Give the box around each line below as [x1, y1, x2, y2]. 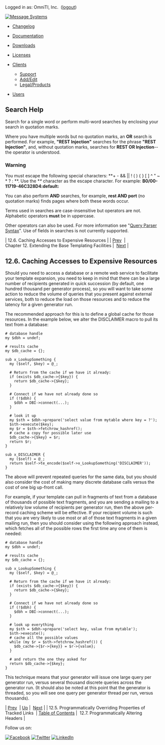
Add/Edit [19, 77, 38, 82]
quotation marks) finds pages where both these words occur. [5, 198, 130, 204]
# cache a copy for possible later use [9, 430, 92, 435]
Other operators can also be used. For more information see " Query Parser [5, 222, 157, 229]
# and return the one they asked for [9, 657, 87, 662]
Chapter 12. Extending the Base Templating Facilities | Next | [5, 243, 129, 248]
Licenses [12, 52, 31, 58]
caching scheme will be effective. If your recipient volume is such [19, 509, 153, 515]
